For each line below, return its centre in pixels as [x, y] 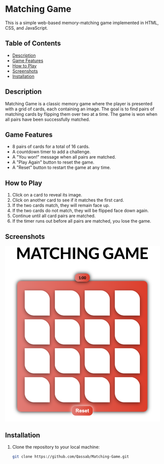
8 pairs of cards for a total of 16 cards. [51, 147]
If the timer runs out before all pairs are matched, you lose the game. [82, 221]
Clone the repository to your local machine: [56, 447]
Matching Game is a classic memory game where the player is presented [79, 103]
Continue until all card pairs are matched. [54, 216]
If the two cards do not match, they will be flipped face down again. [80, 211]
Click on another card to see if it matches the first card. [68, 200]
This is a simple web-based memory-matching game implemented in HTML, [82, 23]
